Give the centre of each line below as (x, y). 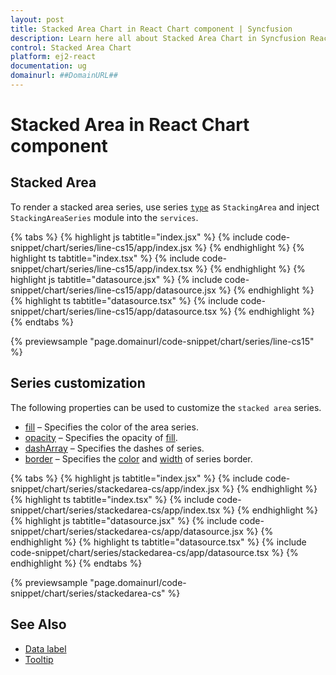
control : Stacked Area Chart (71, 47)
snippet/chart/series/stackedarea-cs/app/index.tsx (115, 510)
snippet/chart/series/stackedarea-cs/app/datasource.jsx (127, 531)
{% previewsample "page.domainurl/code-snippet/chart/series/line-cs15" (162, 341)
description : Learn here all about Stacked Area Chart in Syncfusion (158, 38)
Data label (45, 648)
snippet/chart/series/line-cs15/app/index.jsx (101, 247)
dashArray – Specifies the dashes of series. (114, 448)
